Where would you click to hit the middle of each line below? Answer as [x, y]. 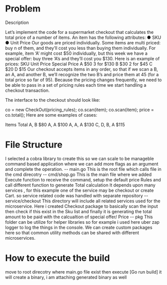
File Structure [34, 145]
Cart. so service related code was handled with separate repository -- [77, 195]
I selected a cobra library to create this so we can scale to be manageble [80, 158]
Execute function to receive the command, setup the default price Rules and [83, 179]
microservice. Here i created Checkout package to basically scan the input [82, 206]
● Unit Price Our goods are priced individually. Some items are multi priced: [83, 42]
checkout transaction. [27, 90]
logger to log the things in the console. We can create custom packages [79, 227]
